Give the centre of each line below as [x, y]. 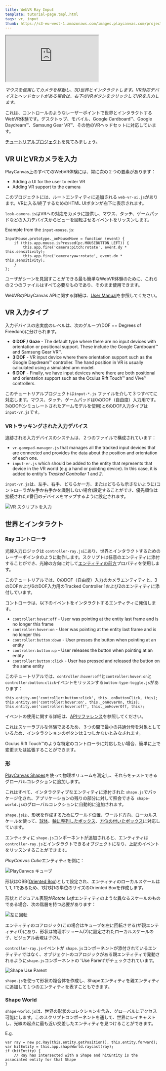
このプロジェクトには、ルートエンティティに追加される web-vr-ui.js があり [82, 197]
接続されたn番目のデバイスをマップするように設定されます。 [67, 496]
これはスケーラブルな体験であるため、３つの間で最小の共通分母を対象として [83, 727]
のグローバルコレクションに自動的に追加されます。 [75, 804]
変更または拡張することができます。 [42, 750]
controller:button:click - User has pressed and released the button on [86, 661]
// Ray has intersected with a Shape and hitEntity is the [76, 1055]
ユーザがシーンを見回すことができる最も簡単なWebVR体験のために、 [75, 279]
